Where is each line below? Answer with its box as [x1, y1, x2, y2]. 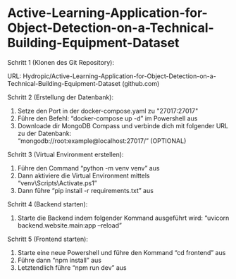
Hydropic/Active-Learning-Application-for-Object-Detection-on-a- [23, 72, 216, 80]
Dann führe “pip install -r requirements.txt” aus [17, 186, 154, 194]
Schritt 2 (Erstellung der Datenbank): [7, 93, 114, 101]
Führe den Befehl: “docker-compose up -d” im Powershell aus [17, 114, 198, 123]
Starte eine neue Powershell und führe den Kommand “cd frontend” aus [17, 248, 226, 256]
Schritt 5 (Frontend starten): [7, 235, 88, 243]
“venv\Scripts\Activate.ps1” [17, 178, 97, 187]
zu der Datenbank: [17, 129, 72, 137]
